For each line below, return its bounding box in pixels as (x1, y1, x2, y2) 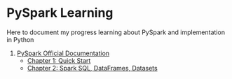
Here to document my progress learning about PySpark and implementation (6, 28, 226, 36)
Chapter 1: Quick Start (27, 56, 91, 64)
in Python (6, 35, 34, 43)
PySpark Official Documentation (16, 49, 110, 57)
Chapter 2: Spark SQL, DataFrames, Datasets (27, 64, 158, 72)
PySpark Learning (6, 5, 114, 21)
